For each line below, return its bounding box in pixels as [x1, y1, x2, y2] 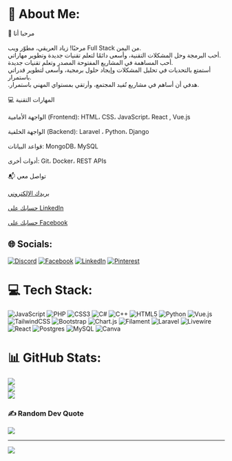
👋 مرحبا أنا [8, 29, 35, 37]
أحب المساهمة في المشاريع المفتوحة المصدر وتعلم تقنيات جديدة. [8, 58, 173, 66]
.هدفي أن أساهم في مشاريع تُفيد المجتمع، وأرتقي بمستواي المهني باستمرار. [8, 80, 200, 88]
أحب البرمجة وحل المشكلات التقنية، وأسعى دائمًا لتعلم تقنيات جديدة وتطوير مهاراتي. [8, 51, 222, 59]
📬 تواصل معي [8, 172, 47, 180]
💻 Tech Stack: [8, 282, 93, 297]
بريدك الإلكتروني [8, 189, 50, 197]
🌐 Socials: [8, 238, 53, 251]
